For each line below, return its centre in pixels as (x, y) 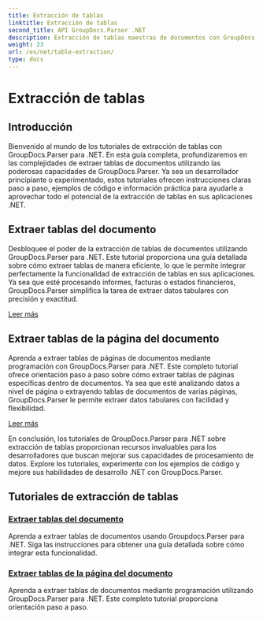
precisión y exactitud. (43, 298)
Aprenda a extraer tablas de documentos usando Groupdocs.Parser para (126, 536)
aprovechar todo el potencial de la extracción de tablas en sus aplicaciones (131, 196)
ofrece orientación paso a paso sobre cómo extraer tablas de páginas (121, 374)
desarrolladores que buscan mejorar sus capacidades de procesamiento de (131, 455)
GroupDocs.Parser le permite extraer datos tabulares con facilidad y (119, 399)
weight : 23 (26, 45)
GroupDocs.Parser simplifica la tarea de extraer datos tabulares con (119, 290)
